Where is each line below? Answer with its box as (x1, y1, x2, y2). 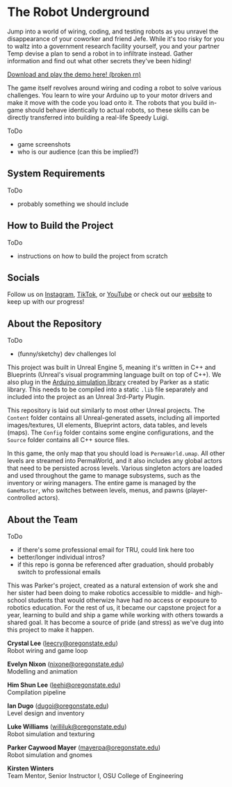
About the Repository (7, 318, 102, 330)
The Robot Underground (7, 4, 150, 20)
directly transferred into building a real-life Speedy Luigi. (7, 113, 169, 122)
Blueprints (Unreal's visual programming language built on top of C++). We (7, 371, 222, 379)
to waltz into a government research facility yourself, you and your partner (7, 42, 220, 50)
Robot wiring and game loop (7, 647, 88, 654)
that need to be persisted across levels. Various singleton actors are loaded (7, 464, 224, 473)
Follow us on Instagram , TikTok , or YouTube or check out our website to (7, 290, 213, 299)
